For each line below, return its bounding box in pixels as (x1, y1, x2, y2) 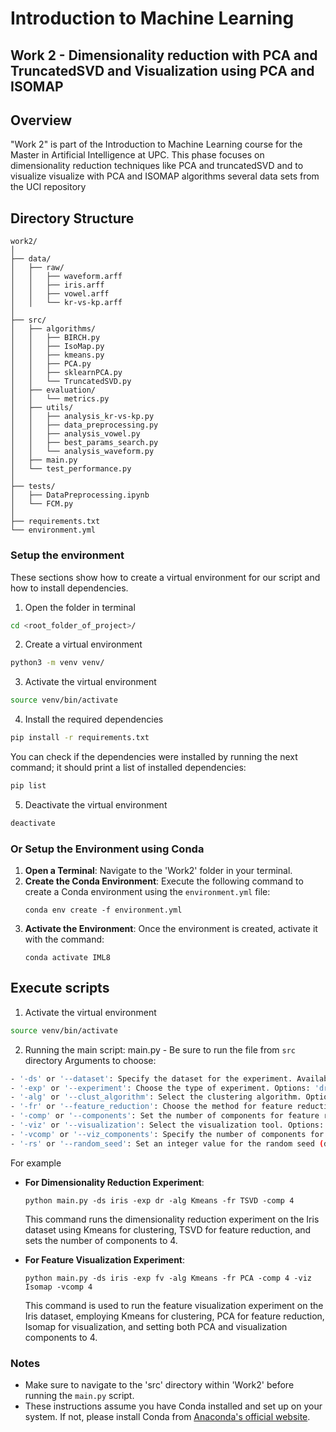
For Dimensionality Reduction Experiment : (24, 1176, 205, 1188)
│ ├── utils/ (10, 403, 74, 413)
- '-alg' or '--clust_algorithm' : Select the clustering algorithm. (10, 1092, 302, 1102)
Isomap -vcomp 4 (24, 1282, 93, 1292)
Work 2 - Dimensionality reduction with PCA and (10, 47, 318, 64)
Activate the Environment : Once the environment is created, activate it (24, 923, 318, 935)
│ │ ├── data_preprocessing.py (10, 420, 159, 431)
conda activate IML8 (24, 953, 111, 963)
